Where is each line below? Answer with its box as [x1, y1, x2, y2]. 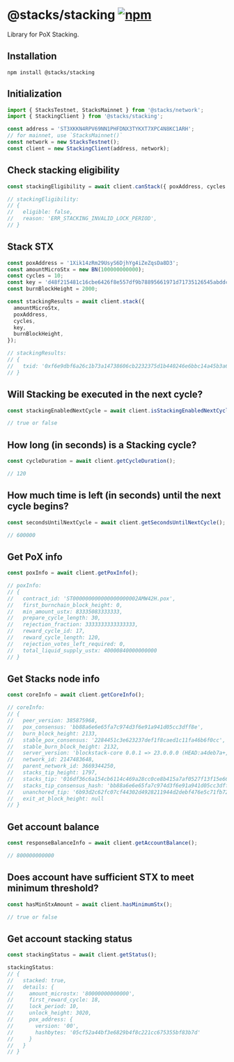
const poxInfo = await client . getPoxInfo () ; [7, 570, 139, 577]
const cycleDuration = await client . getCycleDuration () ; [7, 458, 176, 465]
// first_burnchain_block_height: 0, [7, 601, 123, 608]
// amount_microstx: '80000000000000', [7, 990, 136, 997]
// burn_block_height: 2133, [7, 730, 98, 737]
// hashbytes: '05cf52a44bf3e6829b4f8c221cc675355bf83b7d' [7, 1028, 201, 1036]
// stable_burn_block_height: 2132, [7, 743, 120, 750]
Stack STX [7, 241, 54, 253]
